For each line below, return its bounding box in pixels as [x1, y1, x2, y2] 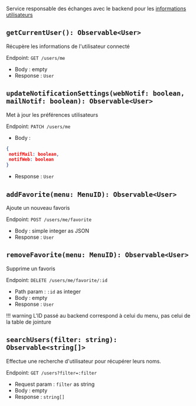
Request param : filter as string [14, 381, 95, 388]
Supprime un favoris [6, 265, 55, 272]
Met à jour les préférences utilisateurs [6, 111, 99, 118]
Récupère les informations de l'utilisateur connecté [6, 43, 130, 50]
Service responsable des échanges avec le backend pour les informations [6, 5, 187, 12]
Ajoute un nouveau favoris [6, 204, 70, 211]
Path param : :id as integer [14, 287, 81, 295]
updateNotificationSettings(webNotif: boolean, [6, 89, 185, 98]
